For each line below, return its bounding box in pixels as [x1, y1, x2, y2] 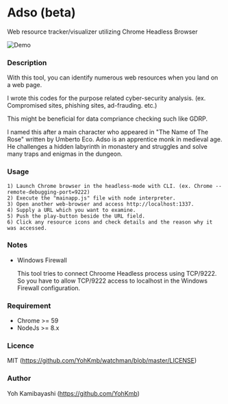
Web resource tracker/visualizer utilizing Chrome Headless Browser [7, 27, 198, 36]
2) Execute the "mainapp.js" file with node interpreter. [7, 194, 176, 202]
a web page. [7, 81, 42, 89]
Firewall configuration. [16, 283, 81, 292]
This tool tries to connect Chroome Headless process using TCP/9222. [16, 269, 217, 277]
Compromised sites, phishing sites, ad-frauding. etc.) [7, 102, 157, 110]
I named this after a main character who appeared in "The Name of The [7, 128, 209, 136]
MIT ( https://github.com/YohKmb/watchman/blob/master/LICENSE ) [7, 357, 197, 365]
